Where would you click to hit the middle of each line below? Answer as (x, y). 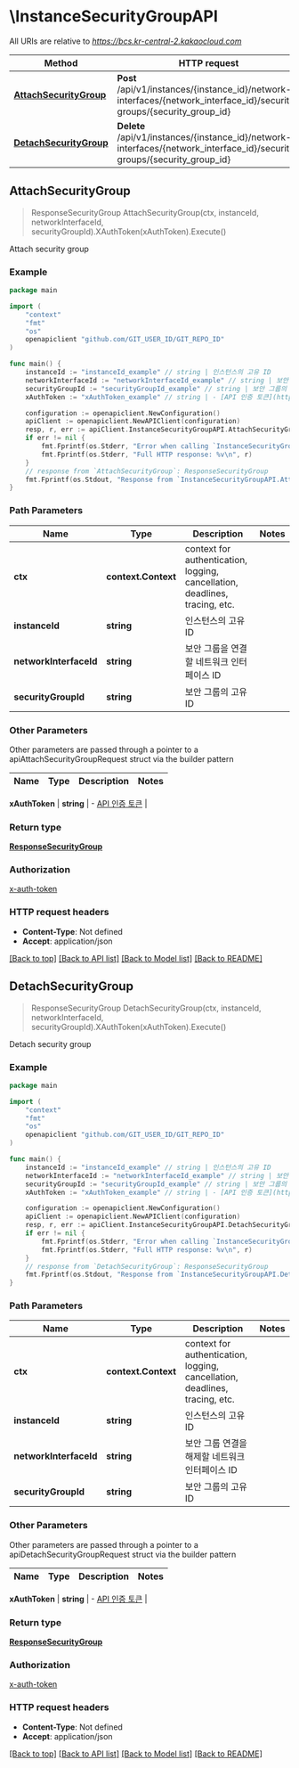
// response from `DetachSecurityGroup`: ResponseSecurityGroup (147, 1266)
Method (61, 62)
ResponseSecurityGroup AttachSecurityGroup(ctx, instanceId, (145, 212)
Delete (131, 126)
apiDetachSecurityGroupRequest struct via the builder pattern (123, 1554)
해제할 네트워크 (215, 1457)
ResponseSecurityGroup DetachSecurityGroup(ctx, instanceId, (146, 1008)
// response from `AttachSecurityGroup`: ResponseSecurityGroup (147, 471)
